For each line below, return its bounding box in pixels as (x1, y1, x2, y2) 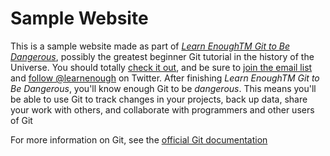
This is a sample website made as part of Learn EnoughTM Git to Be (10, 40, 291, 52)
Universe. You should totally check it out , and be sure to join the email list (10, 61, 313, 73)
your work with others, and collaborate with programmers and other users (10, 103, 315, 116)
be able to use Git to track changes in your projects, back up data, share (10, 93, 308, 105)
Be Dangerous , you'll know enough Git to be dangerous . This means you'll (10, 82, 317, 94)
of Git (10, 114, 33, 126)
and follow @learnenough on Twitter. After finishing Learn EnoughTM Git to (10, 72, 320, 84)
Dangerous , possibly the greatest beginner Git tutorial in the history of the (10, 50, 315, 62)
